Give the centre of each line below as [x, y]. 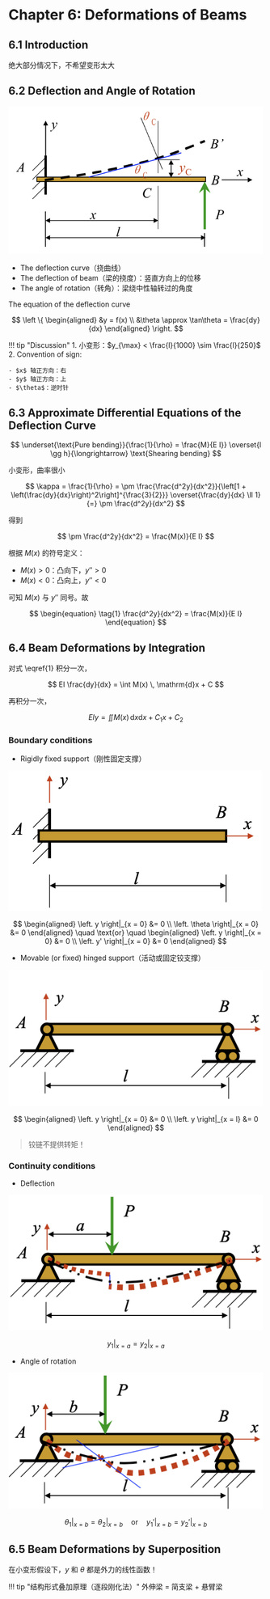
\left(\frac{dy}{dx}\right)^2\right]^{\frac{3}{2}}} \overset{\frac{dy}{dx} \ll [132, 495]
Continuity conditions [52, 1165]
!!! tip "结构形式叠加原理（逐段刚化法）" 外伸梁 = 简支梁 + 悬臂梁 [116, 1587]
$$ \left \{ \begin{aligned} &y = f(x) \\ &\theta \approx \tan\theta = [120, 320]
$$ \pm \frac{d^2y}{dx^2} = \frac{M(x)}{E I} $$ [136, 536]
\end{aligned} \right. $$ [144, 328]
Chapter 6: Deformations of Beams [128, 15]
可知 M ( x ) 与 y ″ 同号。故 [49, 598]
